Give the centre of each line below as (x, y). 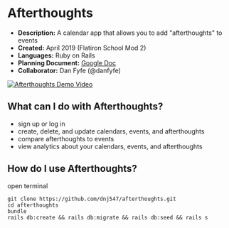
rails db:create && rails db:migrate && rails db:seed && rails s (108, 217)
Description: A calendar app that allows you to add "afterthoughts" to (120, 33)
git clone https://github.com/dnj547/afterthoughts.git (92, 199)
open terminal (28, 185)
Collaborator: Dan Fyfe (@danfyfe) (69, 70)
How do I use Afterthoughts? (72, 169)
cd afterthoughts (33, 205)
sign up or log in (41, 124)
